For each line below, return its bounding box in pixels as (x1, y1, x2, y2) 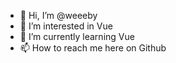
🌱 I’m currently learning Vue (19, 31, 135, 42)
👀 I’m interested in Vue (19, 20, 113, 32)
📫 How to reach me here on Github (19, 42, 167, 54)
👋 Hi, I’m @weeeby (19, 10, 98, 21)
